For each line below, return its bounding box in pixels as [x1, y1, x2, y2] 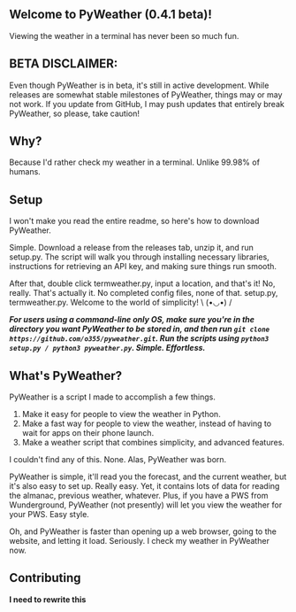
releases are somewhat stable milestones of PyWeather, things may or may [9, 89, 283, 100]
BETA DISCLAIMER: [9, 57, 118, 72]
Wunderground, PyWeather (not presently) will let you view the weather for [9, 500, 283, 510]
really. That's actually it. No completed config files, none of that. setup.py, [9, 288, 278, 298]
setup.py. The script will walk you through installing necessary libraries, [9, 252, 269, 262]
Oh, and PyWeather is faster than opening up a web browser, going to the [9, 526, 277, 537]
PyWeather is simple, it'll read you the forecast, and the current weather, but [9, 471, 287, 482]
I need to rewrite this [9, 593, 87, 605]
